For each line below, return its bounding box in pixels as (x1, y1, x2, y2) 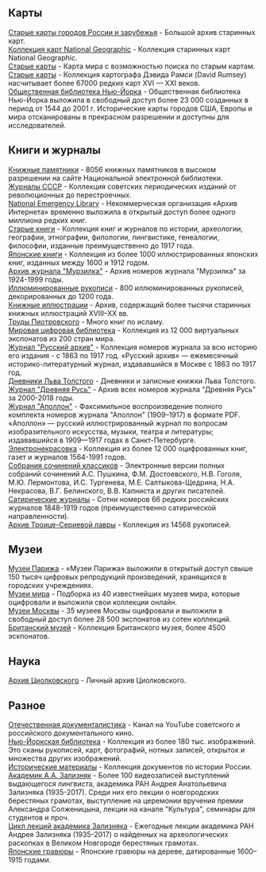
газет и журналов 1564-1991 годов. (8, 452, 127, 461)
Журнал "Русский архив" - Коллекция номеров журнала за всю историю (8, 342, 258, 352)
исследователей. (8, 120, 67, 130)
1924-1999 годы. (8, 274, 64, 284)
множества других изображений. (8, 753, 122, 763)
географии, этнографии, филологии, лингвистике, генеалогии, (8, 232, 220, 242)
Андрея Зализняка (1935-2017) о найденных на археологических (8, 830, 229, 839)
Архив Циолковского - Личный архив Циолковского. (8, 675, 187, 685)
